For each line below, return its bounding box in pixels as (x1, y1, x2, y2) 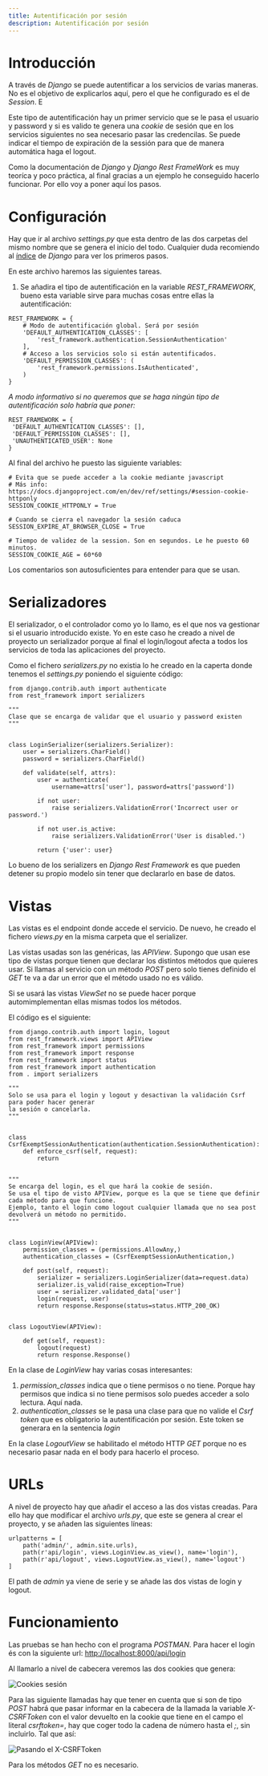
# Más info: (8, 480, 48, 489)
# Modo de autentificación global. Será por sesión (22, 322, 199, 330)
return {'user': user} (37, 846, 113, 854)
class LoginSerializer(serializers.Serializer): (8, 741, 174, 749)
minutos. (8, 544, 38, 552)
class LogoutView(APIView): (8, 1323, 103, 1332)
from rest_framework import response (8, 1049, 135, 1057)
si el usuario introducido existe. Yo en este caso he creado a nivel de (8, 628, 235, 638)
